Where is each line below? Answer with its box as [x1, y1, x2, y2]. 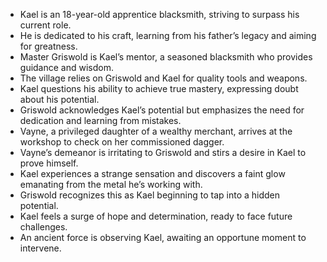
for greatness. [19, 40, 78, 52]
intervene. [19, 242, 62, 254]
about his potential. [19, 94, 100, 105]
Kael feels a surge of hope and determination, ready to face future [19, 210, 293, 222]
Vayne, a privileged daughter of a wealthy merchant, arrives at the [19, 125, 293, 137]
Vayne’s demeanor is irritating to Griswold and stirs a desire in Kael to [19, 147, 307, 158]
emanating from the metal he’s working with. [19, 179, 203, 190]
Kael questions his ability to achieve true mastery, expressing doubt [19, 83, 299, 94]
